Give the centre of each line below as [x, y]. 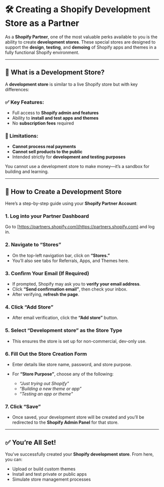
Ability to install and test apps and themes [55, 118]
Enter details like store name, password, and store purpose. [72, 364]
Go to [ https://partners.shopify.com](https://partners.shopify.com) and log [80, 227]
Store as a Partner [42, 23]
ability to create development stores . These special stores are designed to [80, 42]
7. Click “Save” [23, 406]
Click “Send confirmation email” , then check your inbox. [70, 289]
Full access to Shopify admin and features [55, 113]
